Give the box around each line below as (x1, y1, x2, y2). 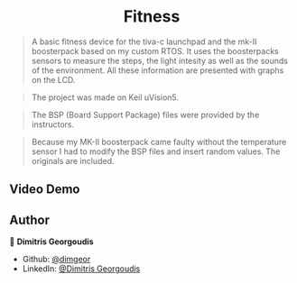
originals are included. (31, 155, 115, 166)
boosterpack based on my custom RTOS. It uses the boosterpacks (31, 45, 280, 56)
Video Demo (9, 182, 80, 197)
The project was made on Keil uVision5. (31, 92, 179, 103)
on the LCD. (31, 74, 76, 85)
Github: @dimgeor (22, 254, 91, 265)
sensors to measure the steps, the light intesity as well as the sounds (31, 55, 289, 66)
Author (9, 212, 50, 227)
